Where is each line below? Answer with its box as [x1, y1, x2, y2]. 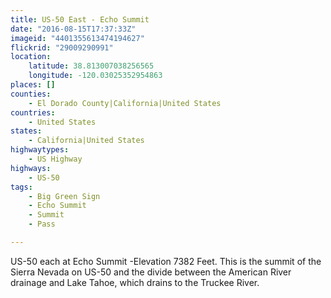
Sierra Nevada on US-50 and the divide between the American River [10, 266, 292, 278]
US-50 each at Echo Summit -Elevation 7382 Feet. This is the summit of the [10, 255, 322, 267]
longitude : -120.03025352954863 [28, 71, 163, 81]
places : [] [10, 80, 56, 90]
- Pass [28, 219, 56, 230]
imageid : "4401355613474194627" [10, 33, 145, 43]
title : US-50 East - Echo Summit [10, 14, 150, 25]
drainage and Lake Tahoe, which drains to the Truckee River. [10, 276, 260, 288]
